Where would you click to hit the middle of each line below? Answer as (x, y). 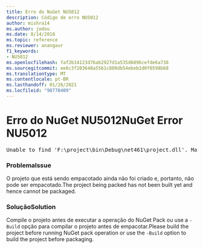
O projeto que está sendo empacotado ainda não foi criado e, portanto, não (100, 178)
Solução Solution (31, 207)
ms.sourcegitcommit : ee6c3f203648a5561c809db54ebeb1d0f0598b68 (88, 68)
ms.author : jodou (28, 29)
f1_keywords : (23, 51)
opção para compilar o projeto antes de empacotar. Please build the (105, 227)
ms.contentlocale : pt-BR (37, 79)
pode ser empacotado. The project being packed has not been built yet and (99, 185)
